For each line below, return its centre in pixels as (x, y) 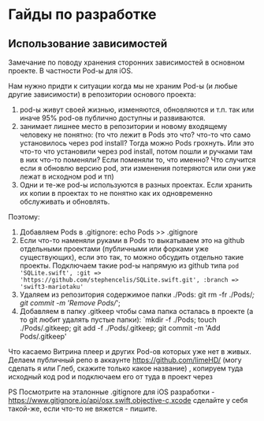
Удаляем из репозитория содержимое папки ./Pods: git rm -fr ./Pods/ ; (137, 294)
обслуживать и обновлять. (65, 201)
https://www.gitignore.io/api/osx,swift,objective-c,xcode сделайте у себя (128, 400)
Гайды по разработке (82, 15)
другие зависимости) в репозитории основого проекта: (102, 94)
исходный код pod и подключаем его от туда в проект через (110, 377)
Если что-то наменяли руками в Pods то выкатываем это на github (132, 240)
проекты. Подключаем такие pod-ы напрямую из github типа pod (129, 266)
